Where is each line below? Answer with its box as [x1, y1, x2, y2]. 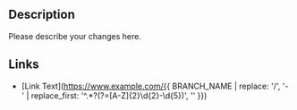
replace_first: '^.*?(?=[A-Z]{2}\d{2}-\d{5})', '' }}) [30, 89, 208, 101]
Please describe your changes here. [8, 30, 142, 41]
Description [8, 7, 75, 22]
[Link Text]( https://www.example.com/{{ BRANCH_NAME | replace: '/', [21, 80, 281, 91]
